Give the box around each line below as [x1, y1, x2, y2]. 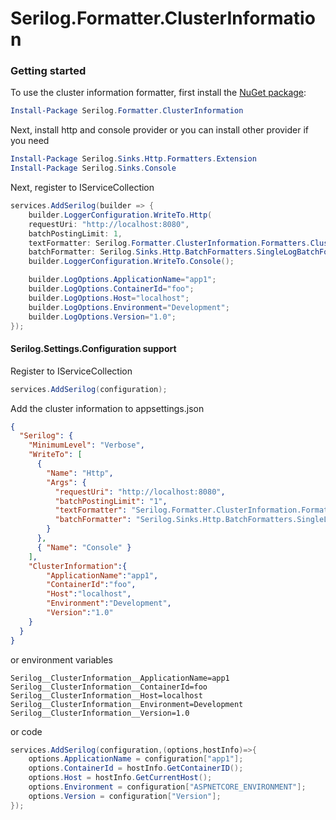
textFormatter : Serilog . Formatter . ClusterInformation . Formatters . [28, 238, 311, 248]
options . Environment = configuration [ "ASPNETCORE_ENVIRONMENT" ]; [28, 782, 307, 792]
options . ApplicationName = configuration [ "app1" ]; [28, 754, 244, 764]
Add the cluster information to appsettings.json [10, 402, 205, 414]
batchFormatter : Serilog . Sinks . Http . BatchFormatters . [28, 247, 257, 257]
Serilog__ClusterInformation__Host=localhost [10, 690, 203, 701]
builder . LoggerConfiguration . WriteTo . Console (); [28, 257, 235, 267]
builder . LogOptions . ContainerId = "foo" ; [28, 284, 195, 294]
